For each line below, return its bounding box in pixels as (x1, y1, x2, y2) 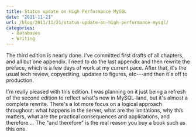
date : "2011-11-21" (6, 14, 54, 20)
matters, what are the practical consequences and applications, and (6, 113, 170, 120)
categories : (6, 25, 35, 31)
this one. (6, 125, 27, 132)
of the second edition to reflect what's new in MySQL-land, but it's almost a (6, 94, 188, 101)
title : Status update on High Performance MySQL (6, 8, 127, 15)
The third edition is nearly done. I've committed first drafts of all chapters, (6, 52, 184, 59)
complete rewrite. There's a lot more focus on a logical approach (6, 101, 162, 107)
